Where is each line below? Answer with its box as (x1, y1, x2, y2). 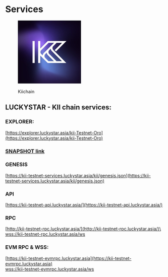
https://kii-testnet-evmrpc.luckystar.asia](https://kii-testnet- (7, 255, 132, 261)
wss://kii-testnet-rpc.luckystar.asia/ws (5, 231, 86, 237)
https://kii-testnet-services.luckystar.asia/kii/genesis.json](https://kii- (7, 172, 151, 178)
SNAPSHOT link (5, 148, 45, 155)
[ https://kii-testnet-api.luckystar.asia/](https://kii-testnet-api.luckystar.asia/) (5, 202, 163, 208)
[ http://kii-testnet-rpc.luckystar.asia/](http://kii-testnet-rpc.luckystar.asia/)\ (5, 226, 161, 232)
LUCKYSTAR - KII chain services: (5, 103, 112, 112)
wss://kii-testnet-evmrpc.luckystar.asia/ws (5, 266, 94, 272)
